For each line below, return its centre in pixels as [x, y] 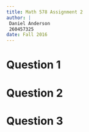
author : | [19, 18]
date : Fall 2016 [27, 35]
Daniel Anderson [30, 23]
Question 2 [35, 93]
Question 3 [35, 121]
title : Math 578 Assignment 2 [45, 12]
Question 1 [34, 65]
